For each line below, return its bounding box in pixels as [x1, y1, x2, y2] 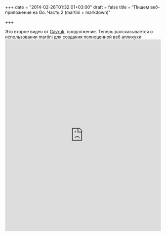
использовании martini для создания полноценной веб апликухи [5, 34, 142, 40]
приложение [5, 9, 32, 15]
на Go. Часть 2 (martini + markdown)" [33, 9, 111, 15]
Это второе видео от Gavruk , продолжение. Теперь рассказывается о [5, 29, 153, 34]
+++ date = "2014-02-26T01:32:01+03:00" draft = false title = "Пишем [5, 4, 150, 10]
